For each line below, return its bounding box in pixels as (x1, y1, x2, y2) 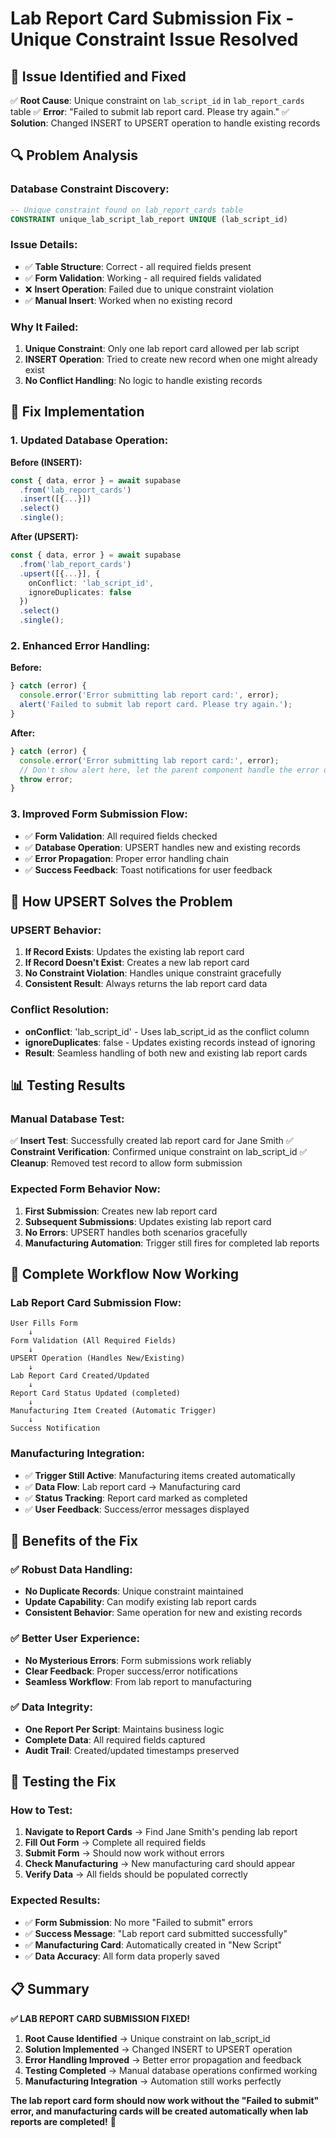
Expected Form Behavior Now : (10, 1182, 162, 1196)
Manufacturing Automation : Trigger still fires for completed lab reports (24, 1237, 320, 1249)
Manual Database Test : (10, 1112, 125, 1126)
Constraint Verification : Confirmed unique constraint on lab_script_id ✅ (10, 1146, 308, 1158)
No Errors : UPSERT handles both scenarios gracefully (24, 1226, 248, 1238)
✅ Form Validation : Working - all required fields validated (24, 272, 262, 284)
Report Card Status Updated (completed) (10, 1388, 182, 1399)
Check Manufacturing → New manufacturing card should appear (24, 1858, 296, 1870)
